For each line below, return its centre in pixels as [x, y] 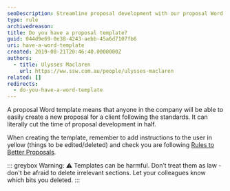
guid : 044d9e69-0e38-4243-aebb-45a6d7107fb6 [72, 39]
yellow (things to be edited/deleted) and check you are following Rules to [111, 145]
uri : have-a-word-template [46, 45]
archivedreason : [30, 26]
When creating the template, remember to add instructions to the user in [109, 137]
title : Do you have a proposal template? [67, 33]
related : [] [24, 77]
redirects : [23, 84]
